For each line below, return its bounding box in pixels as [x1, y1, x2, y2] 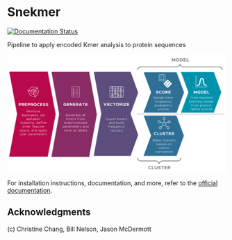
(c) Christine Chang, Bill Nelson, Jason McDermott [7, 225, 151, 233]
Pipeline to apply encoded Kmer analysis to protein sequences [7, 40, 186, 49]
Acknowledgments [7, 206, 92, 218]
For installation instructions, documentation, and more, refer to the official [7, 179, 218, 187]
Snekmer [7, 4, 61, 20]
